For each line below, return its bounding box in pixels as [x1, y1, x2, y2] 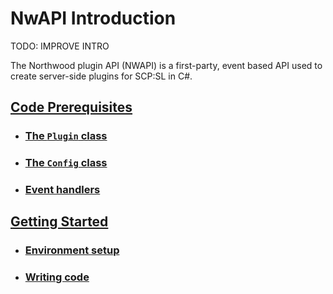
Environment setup [24, 243, 120, 257]
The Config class [24, 156, 108, 170]
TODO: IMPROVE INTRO [10, 40, 110, 52]
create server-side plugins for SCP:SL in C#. [10, 70, 193, 82]
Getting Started [10, 213, 109, 231]
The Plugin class [24, 129, 108, 143]
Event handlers [24, 183, 101, 197]
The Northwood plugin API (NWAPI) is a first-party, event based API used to [10, 59, 323, 71]
